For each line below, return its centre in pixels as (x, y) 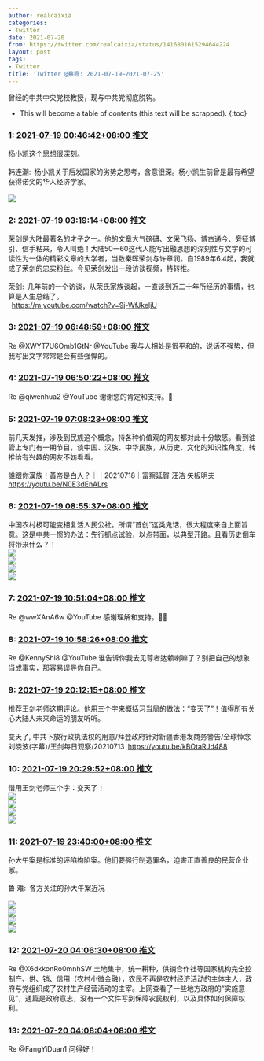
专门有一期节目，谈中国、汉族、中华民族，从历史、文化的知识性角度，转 (139, 447)
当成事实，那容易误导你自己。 (56, 667)
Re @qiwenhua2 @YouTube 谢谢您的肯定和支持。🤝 (90, 396)
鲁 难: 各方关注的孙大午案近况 (57, 888)
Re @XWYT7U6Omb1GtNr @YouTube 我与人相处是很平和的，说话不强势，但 (131, 346)
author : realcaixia (40, 15)
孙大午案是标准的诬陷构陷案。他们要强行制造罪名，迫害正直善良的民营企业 (128, 860)
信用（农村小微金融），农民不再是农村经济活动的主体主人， (151, 979)
